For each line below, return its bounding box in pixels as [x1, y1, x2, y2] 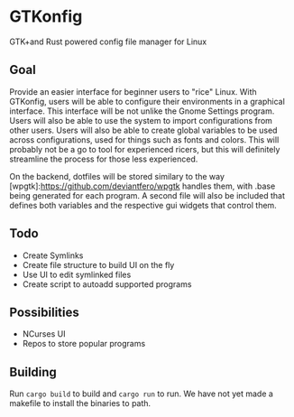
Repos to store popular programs [22, 338, 146, 349]
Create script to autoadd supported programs [22, 278, 192, 290]
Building [9, 364, 57, 380]
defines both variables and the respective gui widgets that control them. [9, 199, 277, 210]
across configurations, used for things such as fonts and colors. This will [9, 134, 280, 145]
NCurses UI [22, 329, 66, 339]
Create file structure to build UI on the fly [22, 259, 175, 270]
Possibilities [9, 304, 79, 320]
